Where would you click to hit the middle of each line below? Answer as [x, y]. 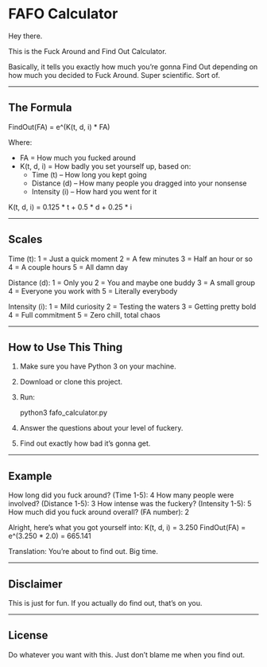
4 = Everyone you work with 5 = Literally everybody [93, 291]
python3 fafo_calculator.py [64, 413]
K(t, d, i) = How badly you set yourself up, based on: [105, 166]
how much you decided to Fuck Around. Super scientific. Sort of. [114, 75]
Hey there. [25, 36]
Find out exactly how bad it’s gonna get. [85, 443]
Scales [25, 240]
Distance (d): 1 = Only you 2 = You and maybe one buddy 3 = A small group [132, 283]
